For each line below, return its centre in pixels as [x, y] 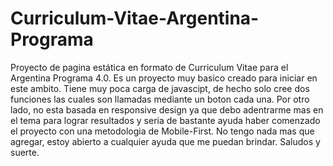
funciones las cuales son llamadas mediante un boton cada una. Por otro [160, 99]
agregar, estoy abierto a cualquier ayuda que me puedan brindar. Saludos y [165, 141]
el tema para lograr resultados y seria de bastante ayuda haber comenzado [165, 120]
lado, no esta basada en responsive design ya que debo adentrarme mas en [167, 109]
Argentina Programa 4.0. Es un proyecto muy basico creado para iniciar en [164, 78]
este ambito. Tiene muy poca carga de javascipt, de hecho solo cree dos [160, 88]
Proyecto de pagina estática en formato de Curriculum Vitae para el [149, 67]
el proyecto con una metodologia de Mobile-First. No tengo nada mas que [162, 131]
